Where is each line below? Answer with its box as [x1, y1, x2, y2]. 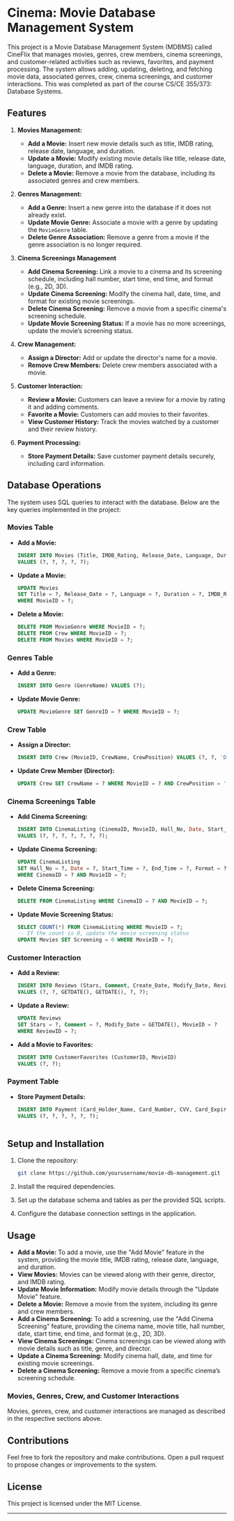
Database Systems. [7, 87, 63, 95]
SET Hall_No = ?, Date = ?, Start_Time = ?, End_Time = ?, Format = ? [17, 865, 227, 872]
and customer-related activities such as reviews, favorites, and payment [7, 57, 214, 65]
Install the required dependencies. [17, 1183, 116, 1191]
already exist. [27, 210, 67, 219]
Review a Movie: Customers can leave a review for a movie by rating [27, 395, 226, 403]
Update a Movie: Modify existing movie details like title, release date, [27, 154, 226, 162]
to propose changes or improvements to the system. [7, 1460, 158, 1469]
